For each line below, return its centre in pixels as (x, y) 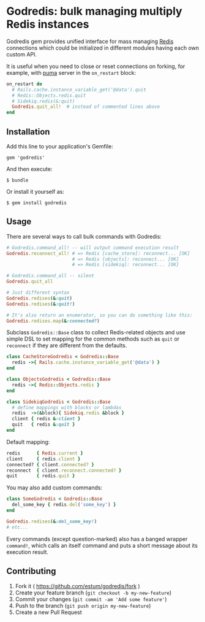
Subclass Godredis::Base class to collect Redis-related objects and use (96, 332)
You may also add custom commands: (54, 488)
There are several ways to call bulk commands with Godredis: (84, 236)
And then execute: (29, 169)
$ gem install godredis (37, 203)
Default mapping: (28, 442)
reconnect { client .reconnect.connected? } (64, 470)
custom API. (22, 54)
